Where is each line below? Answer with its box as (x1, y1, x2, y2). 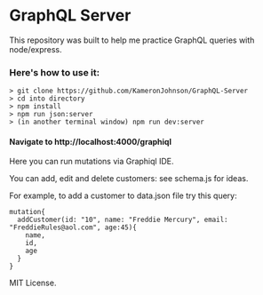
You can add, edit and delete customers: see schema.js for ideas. (9, 173, 249, 184)
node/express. (9, 44, 62, 54)
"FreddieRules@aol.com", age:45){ (9, 223, 138, 232)
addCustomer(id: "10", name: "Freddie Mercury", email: (17, 215, 228, 225)
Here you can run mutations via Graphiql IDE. (9, 156, 174, 167)
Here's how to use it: (9, 66, 100, 78)
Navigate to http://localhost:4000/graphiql (9, 136, 171, 147)
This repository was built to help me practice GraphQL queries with (9, 35, 255, 45)
